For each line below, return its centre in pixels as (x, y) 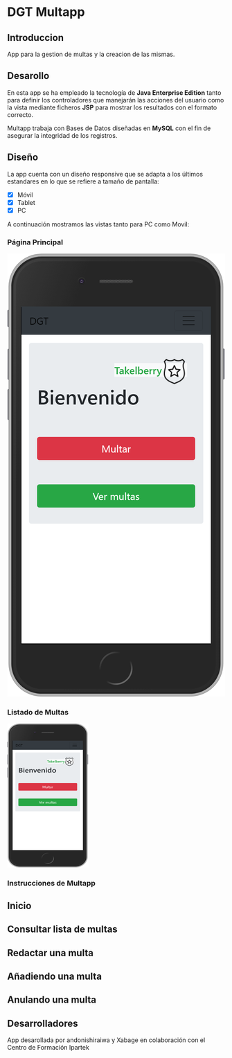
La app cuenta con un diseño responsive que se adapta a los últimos (105, 174)
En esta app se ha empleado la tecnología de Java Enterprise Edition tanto (114, 92)
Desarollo (28, 76)
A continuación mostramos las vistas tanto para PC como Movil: (98, 224)
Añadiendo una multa (55, 976)
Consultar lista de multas (62, 930)
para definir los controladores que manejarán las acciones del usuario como (116, 100)
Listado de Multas (38, 712)
